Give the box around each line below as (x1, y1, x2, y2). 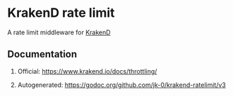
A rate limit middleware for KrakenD (7, 28, 111, 36)
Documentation (7, 48, 78, 60)
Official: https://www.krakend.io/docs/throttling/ (17, 67, 157, 75)
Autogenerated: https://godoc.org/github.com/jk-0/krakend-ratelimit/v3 (17, 81, 226, 89)
